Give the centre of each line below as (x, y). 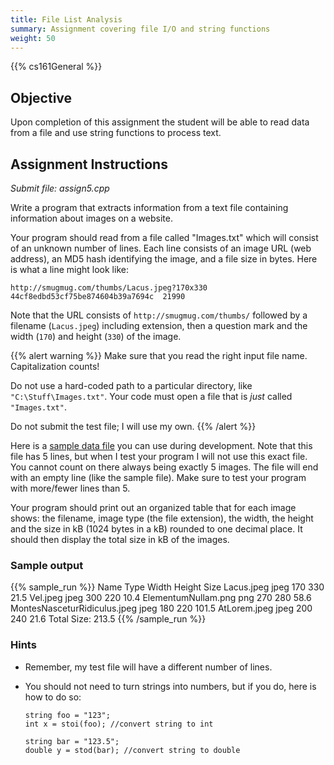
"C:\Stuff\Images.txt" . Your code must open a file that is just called (151, 396)
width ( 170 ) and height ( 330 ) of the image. (96, 336)
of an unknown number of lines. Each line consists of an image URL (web (161, 248)
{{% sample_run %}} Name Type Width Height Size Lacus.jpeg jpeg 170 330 (167, 587)
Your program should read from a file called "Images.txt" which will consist (164, 237)
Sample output (47, 565)
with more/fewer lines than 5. (70, 488)
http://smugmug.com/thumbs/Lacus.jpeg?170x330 (109, 288)
